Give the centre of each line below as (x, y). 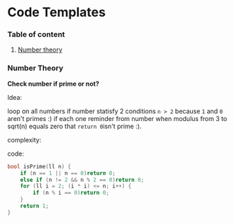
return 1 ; (35, 206)
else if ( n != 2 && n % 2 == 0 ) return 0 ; (82, 180)
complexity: (24, 139)
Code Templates (57, 12)
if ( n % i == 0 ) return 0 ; (71, 193)
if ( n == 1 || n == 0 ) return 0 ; (68, 173)
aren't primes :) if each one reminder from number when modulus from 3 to (117, 118)
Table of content (36, 35)
